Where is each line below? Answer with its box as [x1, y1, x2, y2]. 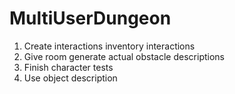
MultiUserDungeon [9, 7, 172, 30]
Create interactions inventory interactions [23, 40, 196, 52]
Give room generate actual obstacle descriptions [23, 50, 225, 62]
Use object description [23, 72, 118, 84]
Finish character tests [23, 61, 114, 73]
